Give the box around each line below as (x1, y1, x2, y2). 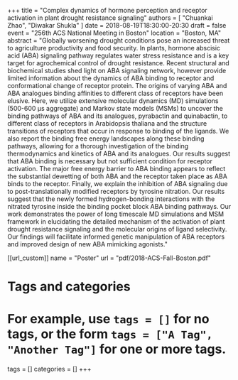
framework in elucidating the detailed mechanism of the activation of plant (7, 217, 225, 226)
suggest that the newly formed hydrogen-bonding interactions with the (7, 195, 215, 203)
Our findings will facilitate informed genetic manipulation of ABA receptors (7, 232, 225, 241)
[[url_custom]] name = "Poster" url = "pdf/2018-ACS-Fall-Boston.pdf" (7, 254, 212, 262)
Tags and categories (7, 278, 131, 295)
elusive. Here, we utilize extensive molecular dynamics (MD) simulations (7, 97, 219, 105)
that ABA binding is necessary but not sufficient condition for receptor (7, 157, 213, 165)
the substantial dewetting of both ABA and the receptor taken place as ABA (7, 172, 227, 180)
